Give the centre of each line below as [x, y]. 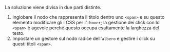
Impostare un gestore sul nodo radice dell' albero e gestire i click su [83, 38]
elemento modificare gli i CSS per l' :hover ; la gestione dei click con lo [86, 22]
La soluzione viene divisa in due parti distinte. [53, 7]
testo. [18, 33]
